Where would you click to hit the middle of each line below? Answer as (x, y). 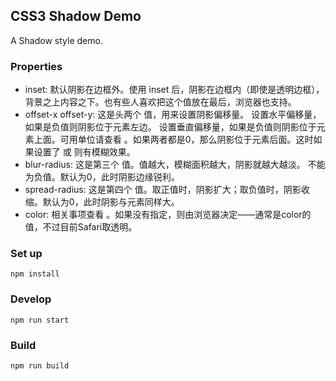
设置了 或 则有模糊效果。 (84, 152)
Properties (36, 66)
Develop (31, 299)
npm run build (40, 366)
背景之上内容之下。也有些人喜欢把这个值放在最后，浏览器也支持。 (160, 102)
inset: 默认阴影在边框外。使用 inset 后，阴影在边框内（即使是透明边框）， (174, 90)
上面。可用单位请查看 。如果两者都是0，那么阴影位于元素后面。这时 (173, 140)
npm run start (40, 320)
